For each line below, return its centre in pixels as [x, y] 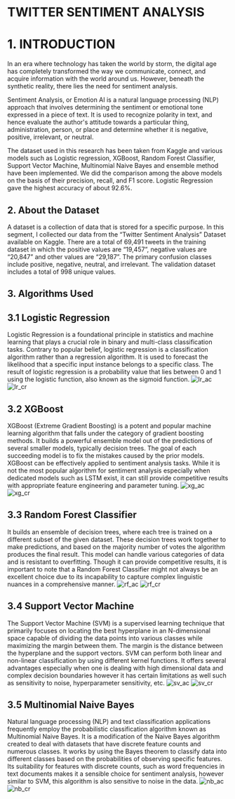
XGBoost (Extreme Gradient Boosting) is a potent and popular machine [109, 425]
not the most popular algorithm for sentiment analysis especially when [109, 470]
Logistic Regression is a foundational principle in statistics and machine [110, 335]
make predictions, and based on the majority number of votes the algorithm [116, 547]
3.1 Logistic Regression [59, 318]
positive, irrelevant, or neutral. [51, 137]
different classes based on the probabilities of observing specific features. [115, 759]
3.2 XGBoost [35, 409]
